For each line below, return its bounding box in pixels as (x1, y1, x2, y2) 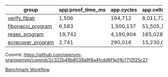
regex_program (7, 31, 44, 38)
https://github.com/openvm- (23, 52, 82, 58)
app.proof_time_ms (58, 6, 106, 13)
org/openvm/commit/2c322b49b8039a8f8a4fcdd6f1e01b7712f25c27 (5, 57, 148, 63)
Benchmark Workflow (5, 67, 50, 73)
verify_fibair (7, 15, 35, 21)
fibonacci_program (7, 23, 52, 29)
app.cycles (110, 6, 137, 13)
